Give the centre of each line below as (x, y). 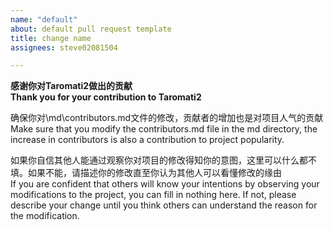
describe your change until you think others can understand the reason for (164, 205)
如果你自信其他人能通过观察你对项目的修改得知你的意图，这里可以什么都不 (163, 160)
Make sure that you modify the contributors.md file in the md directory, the (164, 129)
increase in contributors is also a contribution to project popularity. (147, 140)
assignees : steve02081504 (64, 47)
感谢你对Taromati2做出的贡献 (71, 86)
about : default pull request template (91, 29)
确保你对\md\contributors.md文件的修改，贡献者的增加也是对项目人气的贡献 (167, 118)
